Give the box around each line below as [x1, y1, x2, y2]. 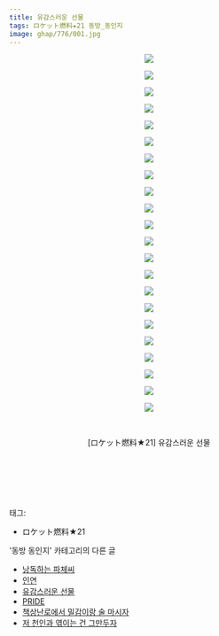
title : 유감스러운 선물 [9, 12, 84, 22]
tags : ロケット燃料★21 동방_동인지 [9, 21, 123, 30]
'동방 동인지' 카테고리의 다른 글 [9, 546, 116, 556]
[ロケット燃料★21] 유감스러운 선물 [87, 438, 211, 448]
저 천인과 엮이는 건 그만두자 [21, 617, 118, 629]
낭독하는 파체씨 [21, 564, 75, 575]
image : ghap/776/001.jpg [9, 29, 101, 38]
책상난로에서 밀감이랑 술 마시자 [21, 607, 129, 617]
